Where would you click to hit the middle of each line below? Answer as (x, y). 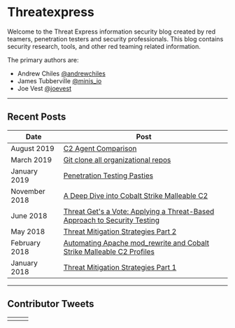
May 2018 (28, 231)
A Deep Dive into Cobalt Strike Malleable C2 (136, 195)
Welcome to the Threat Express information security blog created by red (112, 31)
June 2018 (29, 215)
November (28, 191)
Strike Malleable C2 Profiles (109, 251)
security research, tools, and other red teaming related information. (104, 46)
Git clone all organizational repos (117, 159)
